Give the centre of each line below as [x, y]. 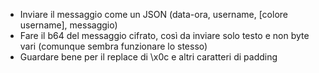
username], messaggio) [68, 25]
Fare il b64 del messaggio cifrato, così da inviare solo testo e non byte [164, 35]
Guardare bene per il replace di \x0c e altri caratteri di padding [148, 57]
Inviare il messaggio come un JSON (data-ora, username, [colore [153, 14]
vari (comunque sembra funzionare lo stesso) [113, 46]
